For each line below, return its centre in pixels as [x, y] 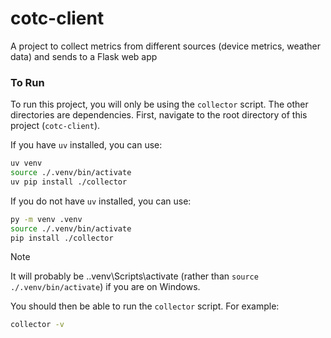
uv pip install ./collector [69, 182]
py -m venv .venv [46, 219]
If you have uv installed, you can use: [86, 145]
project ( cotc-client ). [55, 126]
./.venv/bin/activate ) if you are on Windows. [105, 287]
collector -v [37, 325]
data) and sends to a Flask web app [84, 56]
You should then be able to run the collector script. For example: [145, 306]
